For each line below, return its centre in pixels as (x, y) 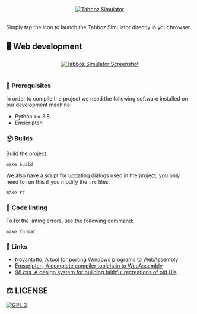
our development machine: (39, 105)
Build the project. (27, 153)
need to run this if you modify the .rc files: (58, 182)
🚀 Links (17, 246)
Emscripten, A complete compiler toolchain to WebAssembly (89, 266)
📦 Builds (20, 139)
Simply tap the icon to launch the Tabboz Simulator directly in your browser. (99, 27)
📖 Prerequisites (29, 86)
